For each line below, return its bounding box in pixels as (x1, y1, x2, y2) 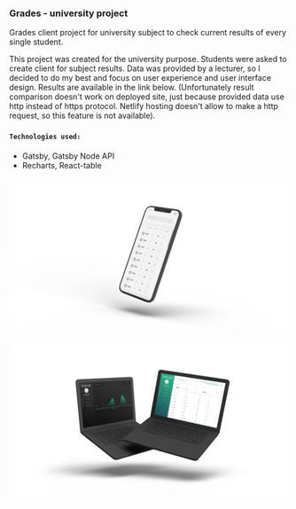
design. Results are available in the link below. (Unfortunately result (9, 82, 254, 93)
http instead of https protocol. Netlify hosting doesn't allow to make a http (9, 101, 279, 112)
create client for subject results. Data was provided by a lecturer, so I (9, 63, 261, 74)
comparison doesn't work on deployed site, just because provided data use (9, 91, 285, 102)
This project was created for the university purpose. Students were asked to (9, 54, 287, 65)
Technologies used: (9, 132, 82, 141)
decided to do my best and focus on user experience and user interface (9, 73, 272, 83)
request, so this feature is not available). (9, 110, 156, 121)
